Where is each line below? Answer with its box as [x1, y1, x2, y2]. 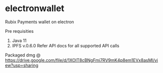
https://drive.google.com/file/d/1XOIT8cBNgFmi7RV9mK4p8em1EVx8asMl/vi [5, 57, 158, 63]
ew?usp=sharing [5, 62, 39, 68]
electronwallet [5, 3, 65, 14]
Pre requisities [5, 28, 34, 34]
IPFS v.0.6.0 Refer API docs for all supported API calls [12, 43, 120, 48]
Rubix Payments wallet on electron [5, 19, 74, 25]
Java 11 [12, 37, 27, 44]
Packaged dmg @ [5, 52, 41, 58]
